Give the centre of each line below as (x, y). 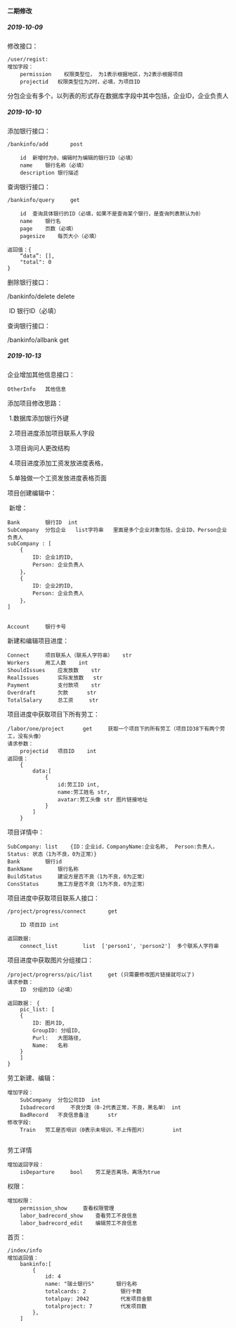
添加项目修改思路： (35, 403)
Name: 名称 (51, 1045)
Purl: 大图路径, (57, 1038)
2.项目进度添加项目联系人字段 (52, 433)
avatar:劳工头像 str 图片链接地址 (103, 799)
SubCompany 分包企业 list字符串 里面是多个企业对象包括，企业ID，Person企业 (117, 530)
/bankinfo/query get (44, 200)
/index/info (25, 1250)
